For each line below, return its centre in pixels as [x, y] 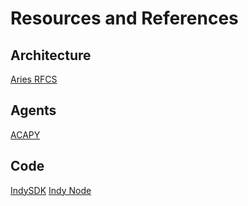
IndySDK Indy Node [51, 190]
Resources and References [124, 18]
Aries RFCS [34, 79]
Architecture [51, 55]
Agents [33, 110]
